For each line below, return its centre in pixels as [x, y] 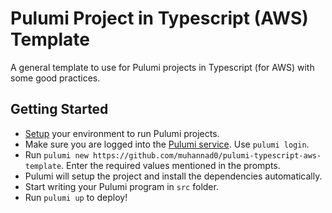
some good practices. [55, 78]
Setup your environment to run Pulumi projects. [122, 133]
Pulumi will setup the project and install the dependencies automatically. [173, 176]
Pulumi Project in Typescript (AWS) [159, 18]
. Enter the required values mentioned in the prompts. [171, 165]
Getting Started [59, 109]
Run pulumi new [56, 154]
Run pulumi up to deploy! [76, 197]
